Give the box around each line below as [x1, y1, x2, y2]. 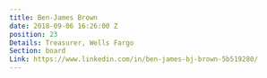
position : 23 [9, 30, 58, 39]
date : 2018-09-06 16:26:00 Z [9, 22, 118, 30]
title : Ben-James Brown [9, 13, 99, 22]
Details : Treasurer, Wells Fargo [9, 38, 134, 48]
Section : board [9, 47, 66, 56]
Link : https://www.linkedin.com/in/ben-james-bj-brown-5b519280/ [9, 55, 258, 64]
